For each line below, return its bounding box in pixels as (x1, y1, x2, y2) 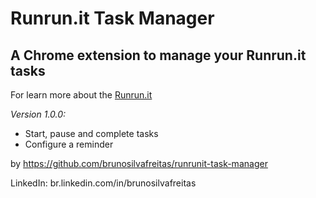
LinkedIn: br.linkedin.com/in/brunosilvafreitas (10, 177, 197, 189)
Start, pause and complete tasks (24, 128, 159, 139)
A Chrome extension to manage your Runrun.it (10, 47, 307, 64)
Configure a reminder (24, 138, 114, 150)
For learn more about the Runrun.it (10, 89, 153, 101)
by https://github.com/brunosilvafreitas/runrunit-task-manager (10, 158, 268, 169)
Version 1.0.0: (10, 108, 67, 120)
